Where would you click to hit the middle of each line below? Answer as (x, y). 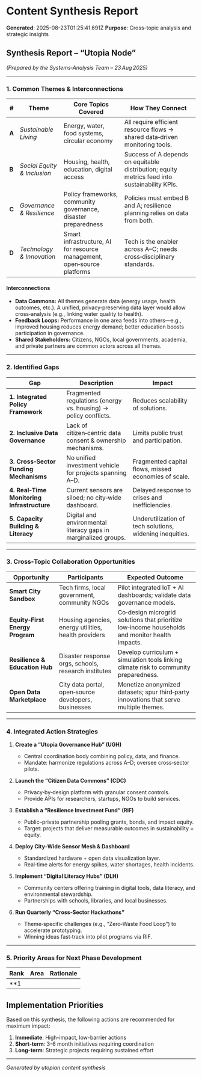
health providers (82, 635)
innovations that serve (149, 699)
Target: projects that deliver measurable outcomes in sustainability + (109, 829)
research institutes (85, 671)
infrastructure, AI (87, 242)
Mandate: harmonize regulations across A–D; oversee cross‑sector (106, 763)
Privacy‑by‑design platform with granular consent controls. (97, 792)
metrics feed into (148, 177)
